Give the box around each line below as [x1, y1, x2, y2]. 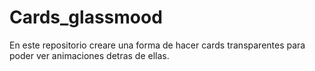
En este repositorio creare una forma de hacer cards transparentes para [9, 39, 306, 51]
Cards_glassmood [9, 6, 163, 29]
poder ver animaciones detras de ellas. [9, 49, 170, 61]
